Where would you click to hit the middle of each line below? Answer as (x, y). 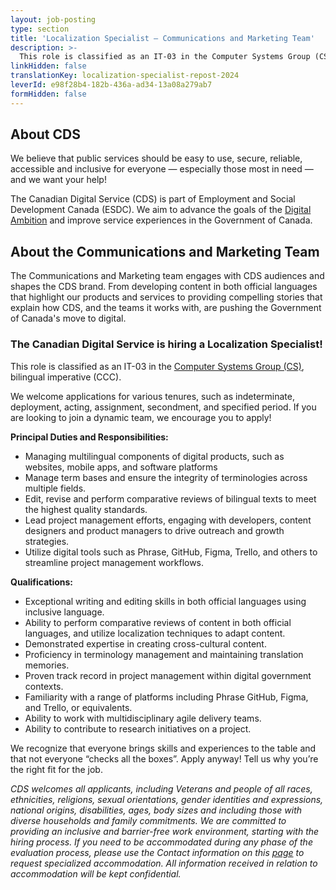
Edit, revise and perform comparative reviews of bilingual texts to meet (170, 498)
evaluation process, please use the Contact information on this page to (157, 852)
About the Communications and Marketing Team (165, 251)
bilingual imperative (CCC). (66, 377)
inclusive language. (64, 612)
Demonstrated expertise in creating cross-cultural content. (145, 643)
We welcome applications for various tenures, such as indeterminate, (152, 396)
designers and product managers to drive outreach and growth (154, 530)
